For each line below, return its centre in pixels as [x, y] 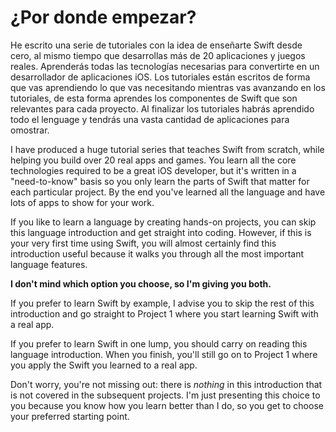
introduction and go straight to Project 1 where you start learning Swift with [164, 313]
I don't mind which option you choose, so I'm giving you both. [141, 283]
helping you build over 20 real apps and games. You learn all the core [153, 160]
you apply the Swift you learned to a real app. [104, 365]
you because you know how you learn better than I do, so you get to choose [167, 405]
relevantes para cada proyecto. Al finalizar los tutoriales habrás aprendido [162, 108]
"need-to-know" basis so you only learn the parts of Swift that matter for [160, 181]
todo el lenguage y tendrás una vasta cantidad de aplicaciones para [150, 119]
